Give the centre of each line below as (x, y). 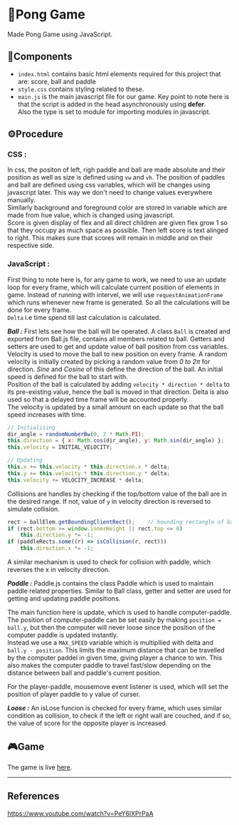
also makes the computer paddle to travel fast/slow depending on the (109, 665)
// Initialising (31, 427)
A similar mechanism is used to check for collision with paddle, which (109, 562)
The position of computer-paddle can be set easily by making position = (115, 620)
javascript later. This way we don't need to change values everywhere (110, 192)
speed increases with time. (47, 414)
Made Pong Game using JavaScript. (60, 34)
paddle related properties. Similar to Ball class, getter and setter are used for (119, 591)
